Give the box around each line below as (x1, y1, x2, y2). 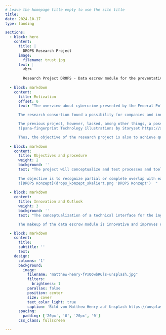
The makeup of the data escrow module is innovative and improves (18, 222, 158, 227)
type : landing (5, 21, 35, 26)
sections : (5, 30, 26, 35)
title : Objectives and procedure (18, 153, 87, 158)
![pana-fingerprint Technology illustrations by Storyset (18, 126, 140, 131)
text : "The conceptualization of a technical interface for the (18, 213, 154, 218)
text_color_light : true (27, 299, 77, 304)
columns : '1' (18, 258, 45, 263)
